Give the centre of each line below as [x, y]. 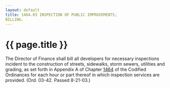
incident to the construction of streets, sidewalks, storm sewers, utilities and [85, 64]
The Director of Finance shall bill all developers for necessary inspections [82, 58]
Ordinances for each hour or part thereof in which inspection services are [82, 75]
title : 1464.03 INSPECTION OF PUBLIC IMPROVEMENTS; [61, 15]
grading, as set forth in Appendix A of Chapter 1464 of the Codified [76, 70]
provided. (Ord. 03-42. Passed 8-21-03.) [48, 80]
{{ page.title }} [37, 45]
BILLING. [15, 19]
